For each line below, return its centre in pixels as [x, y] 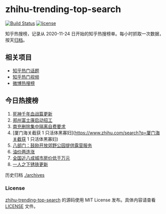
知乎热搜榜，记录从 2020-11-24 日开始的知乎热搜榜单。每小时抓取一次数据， [85, 33]
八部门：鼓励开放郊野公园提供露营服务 [52, 145]
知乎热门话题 [26, 70]
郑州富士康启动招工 [32, 120]
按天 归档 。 [16, 40]
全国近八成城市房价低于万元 [41, 158]
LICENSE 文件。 [22, 206]
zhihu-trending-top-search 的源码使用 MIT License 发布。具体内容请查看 [80, 200]
